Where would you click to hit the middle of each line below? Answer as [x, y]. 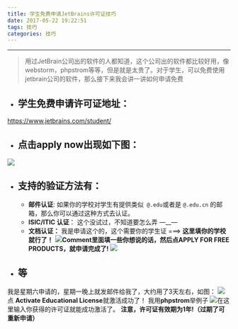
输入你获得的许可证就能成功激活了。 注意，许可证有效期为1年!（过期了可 [119, 309]
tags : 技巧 [22, 27]
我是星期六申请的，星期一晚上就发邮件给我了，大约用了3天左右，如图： [112, 292]
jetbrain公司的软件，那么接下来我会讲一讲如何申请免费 [104, 79]
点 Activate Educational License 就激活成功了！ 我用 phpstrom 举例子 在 [115, 300]
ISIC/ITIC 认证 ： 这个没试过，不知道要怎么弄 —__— [103, 222]
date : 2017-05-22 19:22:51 [47, 21]
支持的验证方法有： [59, 186]
